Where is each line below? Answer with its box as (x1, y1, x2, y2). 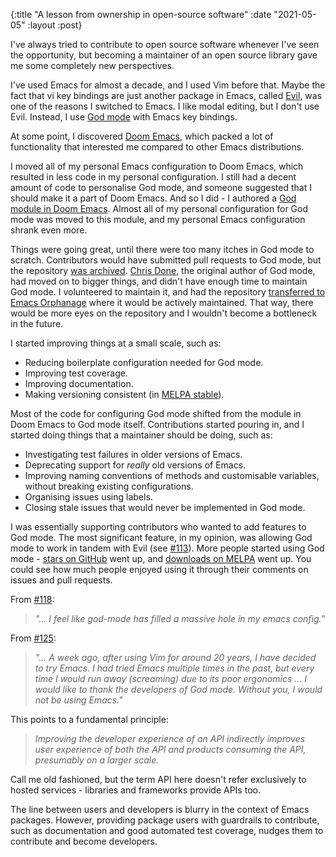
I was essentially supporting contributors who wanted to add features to (10, 521, 307, 533)
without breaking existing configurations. (24, 480, 194, 492)
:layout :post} (27, 19, 83, 31)
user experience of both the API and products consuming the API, (34, 744, 307, 755)
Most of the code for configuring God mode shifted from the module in (10, 408, 302, 419)
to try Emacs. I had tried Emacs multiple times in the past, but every (34, 662, 315, 674)
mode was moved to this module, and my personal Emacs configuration (10, 214, 306, 225)
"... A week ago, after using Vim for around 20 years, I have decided (34, 652, 317, 663)
